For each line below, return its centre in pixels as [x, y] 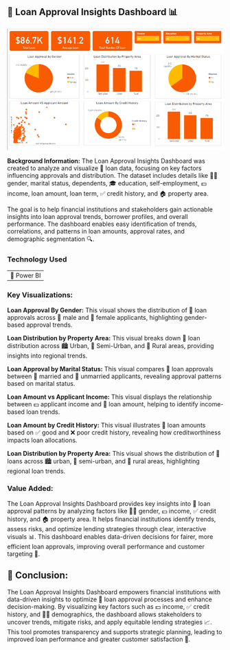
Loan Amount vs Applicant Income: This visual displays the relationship [110, 397]
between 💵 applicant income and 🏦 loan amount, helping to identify [103, 404]
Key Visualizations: [40, 295]
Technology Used [37, 259]
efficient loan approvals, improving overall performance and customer [106, 546]
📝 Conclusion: [38, 576]
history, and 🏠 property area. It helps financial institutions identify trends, [112, 519]
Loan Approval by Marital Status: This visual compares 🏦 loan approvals [110, 369]
